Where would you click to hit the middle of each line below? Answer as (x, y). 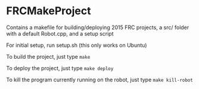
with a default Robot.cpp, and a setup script (60, 33)
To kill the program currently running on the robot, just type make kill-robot (100, 80)
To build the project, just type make (48, 56)
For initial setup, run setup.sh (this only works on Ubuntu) (77, 45)
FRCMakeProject (49, 11)
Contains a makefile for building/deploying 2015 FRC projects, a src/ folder (98, 27)
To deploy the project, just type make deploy (60, 68)
